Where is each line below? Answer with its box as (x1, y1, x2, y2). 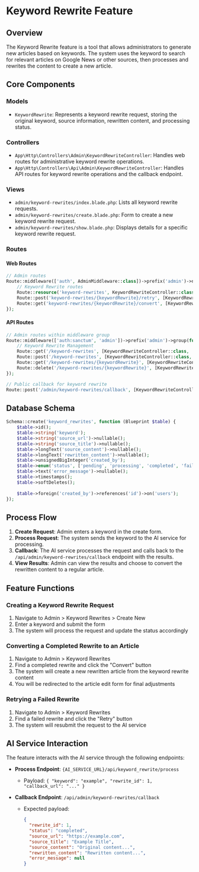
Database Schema (6, 403, 75, 413)
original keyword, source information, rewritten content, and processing (14, 117, 190, 124)
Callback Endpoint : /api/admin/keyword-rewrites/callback (14, 794, 160, 801)
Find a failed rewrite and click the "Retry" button (14, 715, 133, 722)
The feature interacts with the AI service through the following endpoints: (6, 754, 185, 761)
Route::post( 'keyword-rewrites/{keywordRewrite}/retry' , (17, 295, 161, 301)
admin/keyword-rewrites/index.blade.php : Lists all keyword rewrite (14, 199, 178, 206)
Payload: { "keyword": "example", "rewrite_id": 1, (23, 777, 153, 784)
